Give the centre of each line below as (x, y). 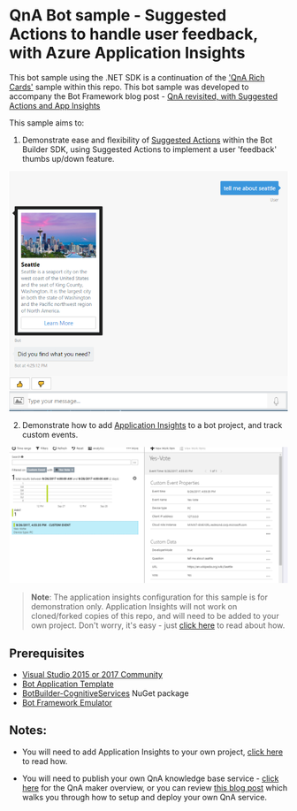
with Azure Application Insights (127, 53)
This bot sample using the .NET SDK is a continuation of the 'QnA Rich (137, 77)
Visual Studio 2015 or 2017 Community (92, 675)
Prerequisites (47, 653)
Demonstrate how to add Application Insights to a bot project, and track (152, 425)
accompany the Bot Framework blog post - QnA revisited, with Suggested (144, 96)
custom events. (50, 435)
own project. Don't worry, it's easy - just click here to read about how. (158, 625)
